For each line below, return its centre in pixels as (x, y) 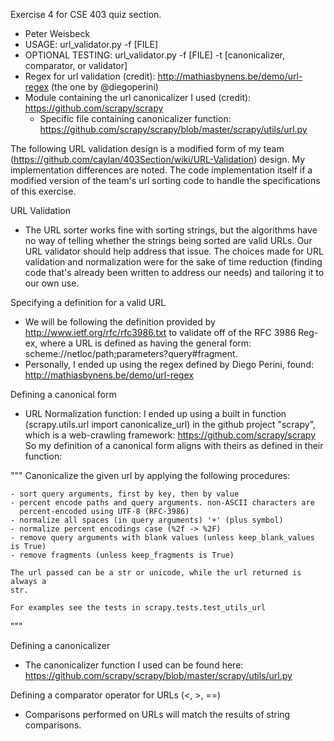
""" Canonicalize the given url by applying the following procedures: (150, 475)
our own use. (52, 283)
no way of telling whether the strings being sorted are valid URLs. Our (168, 240)
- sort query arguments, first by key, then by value (125, 494)
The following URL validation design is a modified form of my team (147, 148)
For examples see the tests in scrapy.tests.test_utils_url (138, 608)
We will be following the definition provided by (120, 322)
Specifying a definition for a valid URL (88, 302)
